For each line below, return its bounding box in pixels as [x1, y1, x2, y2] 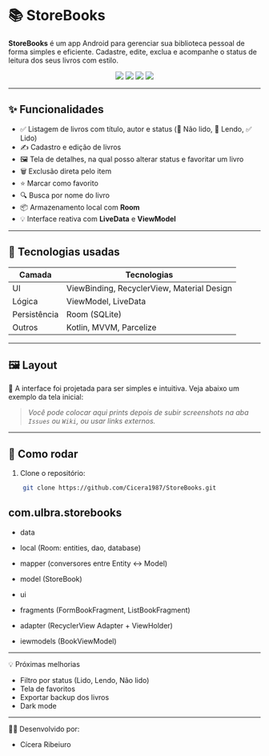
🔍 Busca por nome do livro [19, 190, 110, 200]
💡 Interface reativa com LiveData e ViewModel [19, 213, 176, 223]
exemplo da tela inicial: [8, 392, 84, 402]
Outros [12, 322, 38, 333]
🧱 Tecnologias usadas [8, 246, 120, 259]
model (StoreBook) [19, 574, 82, 583]
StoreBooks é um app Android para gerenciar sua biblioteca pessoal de [8, 38, 246, 48]
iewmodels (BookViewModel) [19, 636, 118, 646]
